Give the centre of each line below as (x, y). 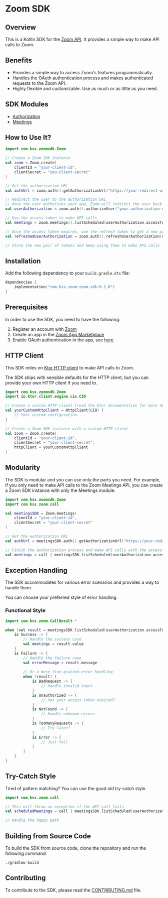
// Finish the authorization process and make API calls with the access (84, 550)
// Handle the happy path (32, 820)
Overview (21, 27)
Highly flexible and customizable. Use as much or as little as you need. (85, 88)
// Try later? (55, 728)
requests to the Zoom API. (39, 83)
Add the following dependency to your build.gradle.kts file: (67, 273)
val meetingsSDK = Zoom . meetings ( (41, 513)
